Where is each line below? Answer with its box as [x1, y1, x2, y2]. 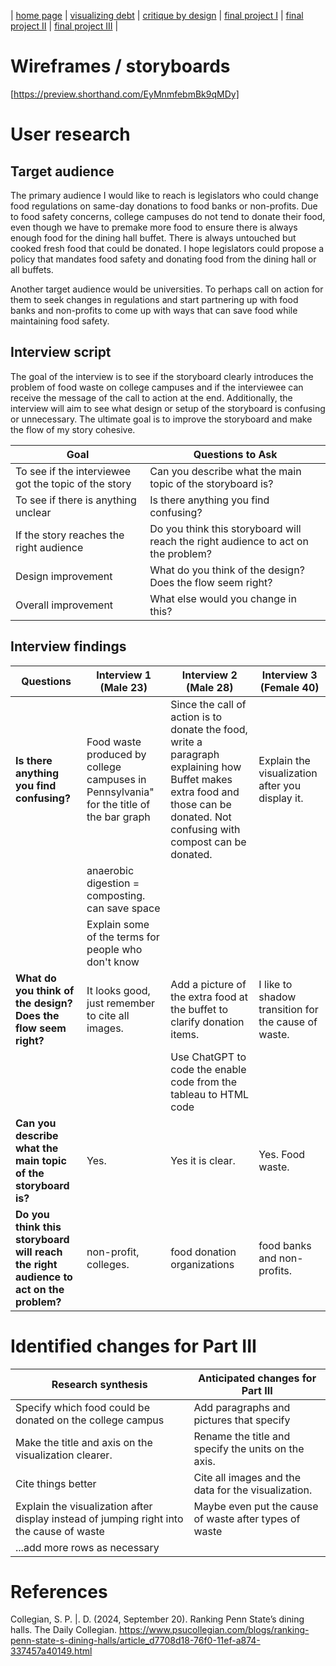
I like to [258, 977, 293, 991]
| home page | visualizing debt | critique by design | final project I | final [10, 10, 304, 21]
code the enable [170, 1062, 247, 1076]
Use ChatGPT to [170, 1050, 247, 1064]
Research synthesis [51, 1377, 148, 1391]
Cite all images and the [193, 1470, 302, 1484]
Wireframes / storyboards [10, 55, 231, 78]
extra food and [170, 785, 240, 799]
